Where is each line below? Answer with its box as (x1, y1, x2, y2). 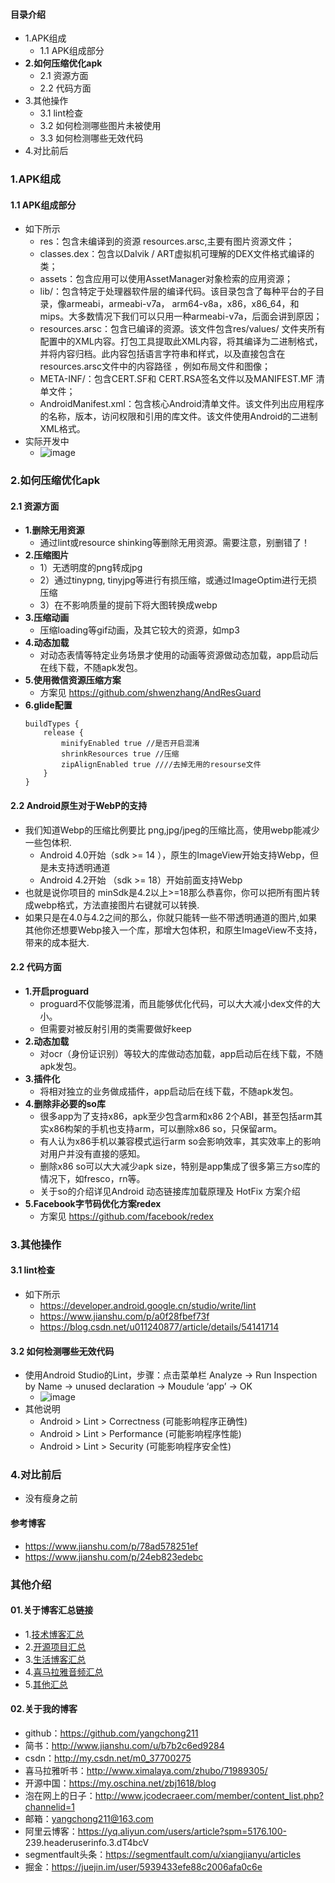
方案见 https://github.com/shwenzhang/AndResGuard (39, 687, 262, 699)
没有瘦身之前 (24, 1492, 78, 1504)
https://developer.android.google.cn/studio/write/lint (39, 1299, 257, 1311)
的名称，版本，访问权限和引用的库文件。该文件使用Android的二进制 (39, 410, 318, 423)
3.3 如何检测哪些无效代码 (39, 132, 144, 144)
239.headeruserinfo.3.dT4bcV (24, 1837, 150, 1849)
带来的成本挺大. (24, 936, 90, 948)
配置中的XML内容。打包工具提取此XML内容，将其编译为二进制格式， (39, 335, 323, 348)
